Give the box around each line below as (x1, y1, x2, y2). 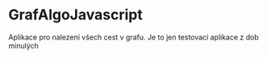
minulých (8, 40, 39, 50)
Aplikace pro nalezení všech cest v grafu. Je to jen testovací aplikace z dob (8, 32, 260, 42)
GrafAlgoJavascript (8, 6, 143, 24)
